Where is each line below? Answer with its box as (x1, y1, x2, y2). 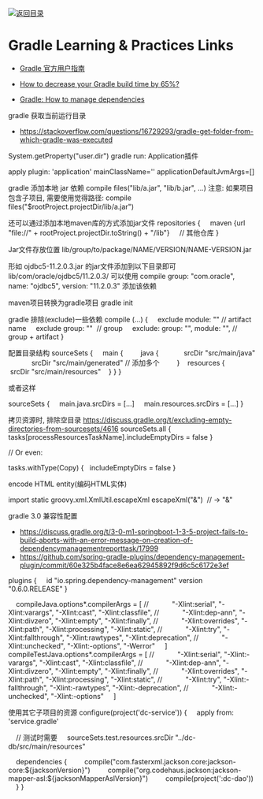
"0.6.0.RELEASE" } (8, 584, 69, 593)
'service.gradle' (8, 716, 59, 726)
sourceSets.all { (120, 424, 172, 433)
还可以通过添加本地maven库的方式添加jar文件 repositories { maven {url (8, 217, 246, 228)
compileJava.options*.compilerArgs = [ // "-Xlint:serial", (15, 599, 217, 608)
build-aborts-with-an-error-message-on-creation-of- (19, 535, 194, 544)
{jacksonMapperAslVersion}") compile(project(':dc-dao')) (51, 773, 254, 783)
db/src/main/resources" (8, 741, 86, 751)
